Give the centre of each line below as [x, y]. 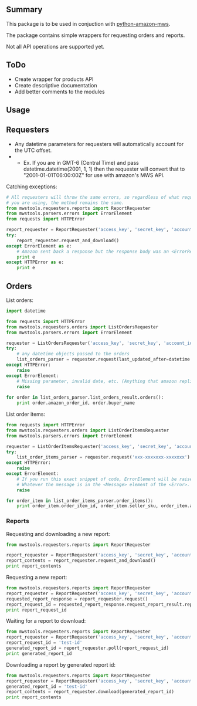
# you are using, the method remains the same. [65, 203]
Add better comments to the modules [60, 91]
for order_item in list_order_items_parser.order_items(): [80, 501]
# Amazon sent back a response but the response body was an [93, 252]
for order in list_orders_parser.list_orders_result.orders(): [85, 398]
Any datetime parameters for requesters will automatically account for [99, 144]
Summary [24, 10]
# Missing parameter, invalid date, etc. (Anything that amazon [97, 381]
